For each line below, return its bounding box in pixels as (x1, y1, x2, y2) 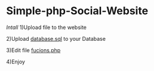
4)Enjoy (6, 58, 26, 65)
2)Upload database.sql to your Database (6, 35, 106, 42)
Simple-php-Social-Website (6, 4, 149, 18)
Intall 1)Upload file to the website (6, 24, 87, 31)
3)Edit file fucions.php (6, 46, 61, 54)
